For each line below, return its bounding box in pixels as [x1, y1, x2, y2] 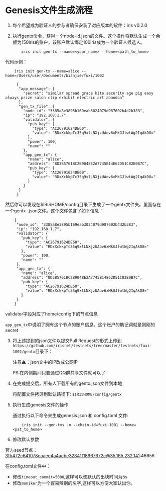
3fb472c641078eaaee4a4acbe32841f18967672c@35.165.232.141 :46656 [5, 452, 155, 458]
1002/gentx [12, 349, 36, 354]
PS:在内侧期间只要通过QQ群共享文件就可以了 [12, 369, 106, 375]
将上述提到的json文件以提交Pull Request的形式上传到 [12, 338, 122, 344]
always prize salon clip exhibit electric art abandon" [5, 95, 124, 100]
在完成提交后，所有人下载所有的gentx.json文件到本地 [12, 380, 122, 386]
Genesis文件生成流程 [5, 5, 93, 16]
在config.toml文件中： [5, 463, 51, 469]
